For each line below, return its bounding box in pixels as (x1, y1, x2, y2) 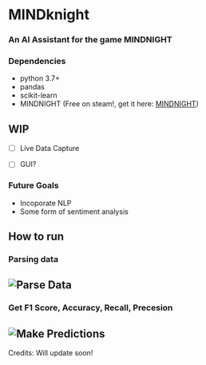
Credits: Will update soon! (8, 348, 93, 358)
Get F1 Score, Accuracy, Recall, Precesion (8, 302, 173, 313)
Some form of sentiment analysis (19, 206, 129, 216)
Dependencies (8, 56, 66, 67)
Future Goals (8, 180, 59, 191)
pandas (19, 82, 46, 92)
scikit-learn (19, 90, 57, 101)
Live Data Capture (19, 144, 80, 153)
